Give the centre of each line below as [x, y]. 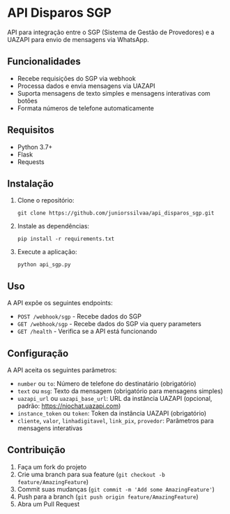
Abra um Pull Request [48, 504]
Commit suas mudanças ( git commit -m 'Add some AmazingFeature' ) [116, 489]
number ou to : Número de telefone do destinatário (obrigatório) [107, 383]
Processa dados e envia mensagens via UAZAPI [86, 86]
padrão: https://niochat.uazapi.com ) [69, 406]
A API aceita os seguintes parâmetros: [62, 370]
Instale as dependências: [53, 226]
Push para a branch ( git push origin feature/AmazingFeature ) [108, 497]
